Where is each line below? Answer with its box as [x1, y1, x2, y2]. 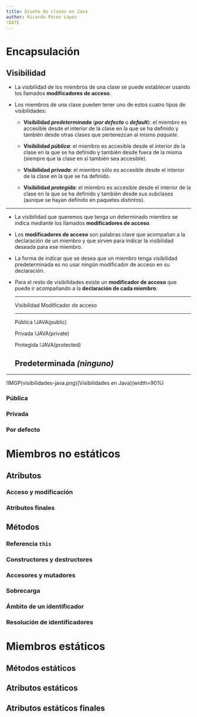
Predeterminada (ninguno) [14, 358, 114, 368]
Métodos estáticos [6, 663, 76, 673]
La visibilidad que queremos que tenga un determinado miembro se [14, 214, 178, 221]
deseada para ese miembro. [14, 243, 83, 251]
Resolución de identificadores [6, 618, 94, 627]
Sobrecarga [6, 587, 40, 595]
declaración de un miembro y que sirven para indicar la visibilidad [14, 237, 174, 244]
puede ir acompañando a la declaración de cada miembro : [14, 285, 158, 292]
